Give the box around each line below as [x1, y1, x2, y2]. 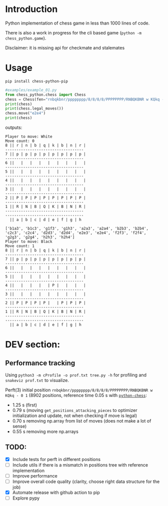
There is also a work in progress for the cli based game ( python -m [5, 29, 141, 35]
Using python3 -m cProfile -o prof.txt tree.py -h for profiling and [5, 372, 146, 378]
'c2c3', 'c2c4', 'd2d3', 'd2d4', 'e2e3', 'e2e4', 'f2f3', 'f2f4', [5, 230, 146, 235]
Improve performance [12, 472, 57, 478]
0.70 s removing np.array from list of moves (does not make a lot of [12, 418, 151, 423]
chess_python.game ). [5, 35, 46, 41]
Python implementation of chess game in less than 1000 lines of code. [5, 20, 150, 26]
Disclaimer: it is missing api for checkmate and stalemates [5, 44, 125, 50]
